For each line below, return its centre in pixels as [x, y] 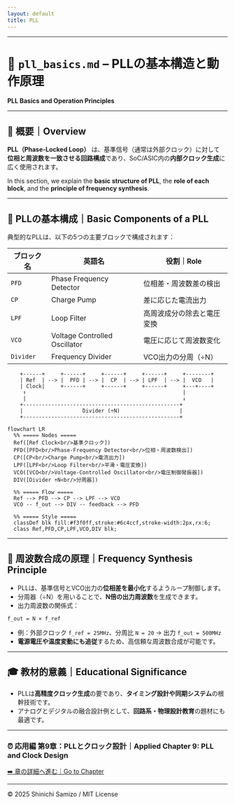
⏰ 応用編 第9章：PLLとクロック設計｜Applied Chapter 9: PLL [111, 746]
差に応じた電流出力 [175, 300]
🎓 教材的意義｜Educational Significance [97, 672]
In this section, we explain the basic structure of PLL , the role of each [108, 181]
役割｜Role [184, 261]
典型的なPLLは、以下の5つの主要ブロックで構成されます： [91, 237]
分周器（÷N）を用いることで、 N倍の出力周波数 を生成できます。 [109, 597]
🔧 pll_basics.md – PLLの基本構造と [107, 63]
